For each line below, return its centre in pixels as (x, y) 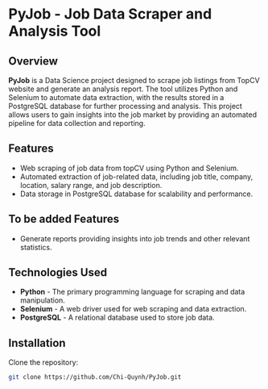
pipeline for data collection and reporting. (77, 123)
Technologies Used (58, 272)
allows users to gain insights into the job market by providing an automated (133, 115)
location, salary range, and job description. (91, 185)
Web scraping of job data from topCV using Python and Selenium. (129, 168)
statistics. (36, 247)
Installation (37, 343)
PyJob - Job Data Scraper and (110, 14)
